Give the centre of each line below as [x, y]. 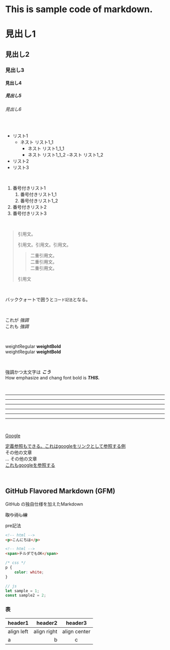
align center [76, 631]
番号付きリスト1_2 [39, 201]
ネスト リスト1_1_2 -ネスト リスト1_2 [66, 155]
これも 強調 [17, 326]
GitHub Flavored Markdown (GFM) [60, 491]
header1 [18, 623]
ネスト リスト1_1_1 [46, 148]
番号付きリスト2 [30, 207]
